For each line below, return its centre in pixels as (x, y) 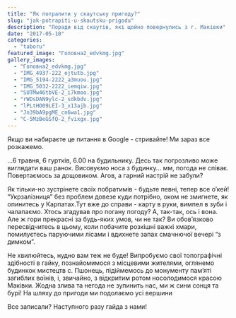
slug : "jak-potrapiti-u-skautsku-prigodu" (71, 20)
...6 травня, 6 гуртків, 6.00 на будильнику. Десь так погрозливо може (113, 160)
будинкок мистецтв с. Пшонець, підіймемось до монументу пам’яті (110, 270)
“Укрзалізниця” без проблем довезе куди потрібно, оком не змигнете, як (118, 196)
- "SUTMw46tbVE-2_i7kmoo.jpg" (58, 93)
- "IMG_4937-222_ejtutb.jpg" (57, 73)
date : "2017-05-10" (36, 34)
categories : (25, 40)
